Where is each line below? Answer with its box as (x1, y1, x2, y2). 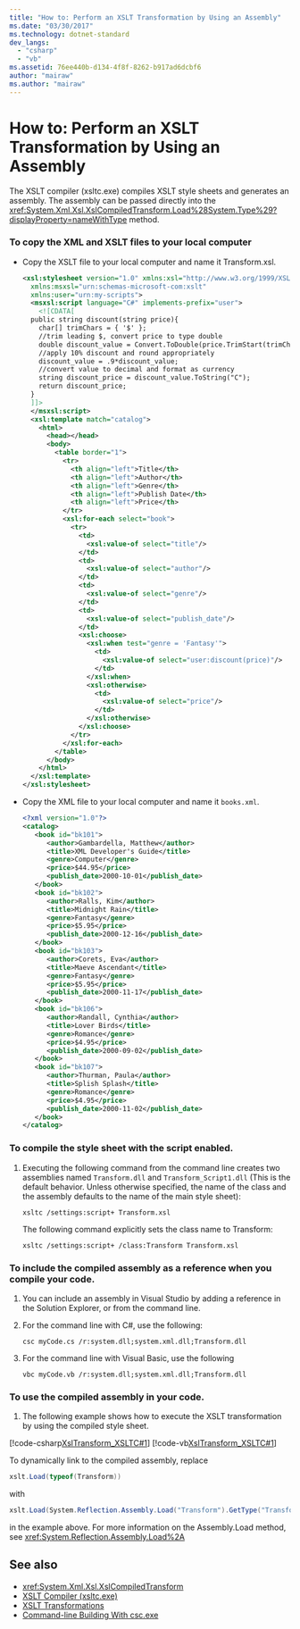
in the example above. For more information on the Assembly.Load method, (9, 1522, 287, 1533)
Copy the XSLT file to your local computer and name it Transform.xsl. (21, 256, 277, 267)
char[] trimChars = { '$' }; (38, 323, 147, 333)
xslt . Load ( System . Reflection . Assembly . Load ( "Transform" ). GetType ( (9, 1506, 262, 1515)
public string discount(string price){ (30, 315, 179, 324)
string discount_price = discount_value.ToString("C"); (38, 373, 251, 382)
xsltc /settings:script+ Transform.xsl (21, 1207, 171, 1217)
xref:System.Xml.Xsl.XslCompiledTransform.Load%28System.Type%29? (9, 205, 278, 215)
